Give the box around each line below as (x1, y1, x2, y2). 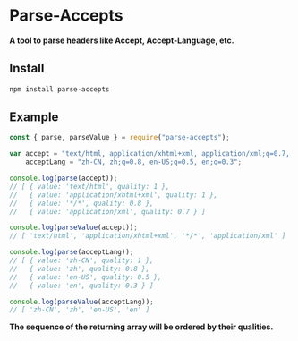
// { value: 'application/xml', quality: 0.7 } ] (9, 207, 206, 216)
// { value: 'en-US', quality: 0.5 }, (9, 272, 163, 282)
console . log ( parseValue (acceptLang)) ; (9, 297, 154, 306)
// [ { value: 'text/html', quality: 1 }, (9, 182, 170, 191)
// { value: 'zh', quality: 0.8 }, (9, 264, 150, 273)
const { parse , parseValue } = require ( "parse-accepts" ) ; (9, 133, 230, 142)
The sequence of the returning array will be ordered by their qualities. (9, 321, 274, 332)
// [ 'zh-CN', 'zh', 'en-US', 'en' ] (9, 305, 150, 314)
